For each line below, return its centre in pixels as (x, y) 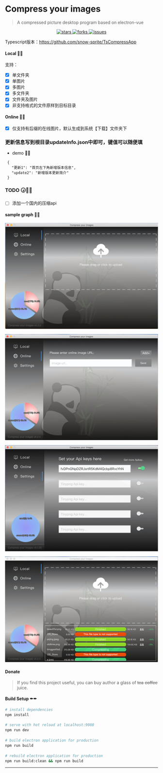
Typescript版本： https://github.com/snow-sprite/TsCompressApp (71, 42)
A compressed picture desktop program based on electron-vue (80, 22)
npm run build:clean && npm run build (44, 761)
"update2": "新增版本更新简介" (40, 173)
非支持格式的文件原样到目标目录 (44, 105)
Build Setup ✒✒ (21, 699)
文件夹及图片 (25, 99)
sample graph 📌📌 (23, 215)
